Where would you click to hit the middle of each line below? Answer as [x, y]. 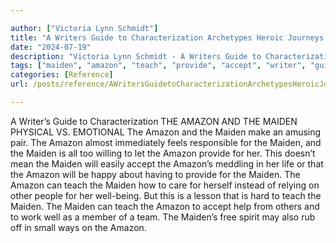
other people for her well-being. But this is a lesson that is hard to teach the [166, 195]
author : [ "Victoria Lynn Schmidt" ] [84, 28]
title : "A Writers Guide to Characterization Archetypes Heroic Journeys [167, 37]
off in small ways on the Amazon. [78, 227]
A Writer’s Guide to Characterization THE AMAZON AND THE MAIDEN [154, 121]
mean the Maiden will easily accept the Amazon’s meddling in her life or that [167, 163]
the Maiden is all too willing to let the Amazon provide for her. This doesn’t [163, 153]
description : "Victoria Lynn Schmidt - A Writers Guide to [136, 56]
